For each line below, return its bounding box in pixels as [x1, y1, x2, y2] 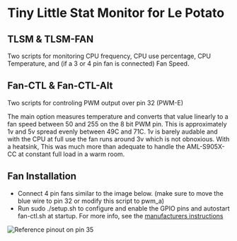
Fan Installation [7, 170, 76, 182]
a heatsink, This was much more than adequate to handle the [7, 142, 185, 151]
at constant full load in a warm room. [18, 150, 125, 158]
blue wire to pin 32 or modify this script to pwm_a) [17, 196, 165, 205]
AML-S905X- [186, 142, 225, 151]
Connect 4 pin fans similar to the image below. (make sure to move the [17, 189, 224, 197]
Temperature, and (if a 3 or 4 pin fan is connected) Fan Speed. [7, 59, 190, 68]
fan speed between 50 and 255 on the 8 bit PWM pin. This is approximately [7, 119, 228, 128]
